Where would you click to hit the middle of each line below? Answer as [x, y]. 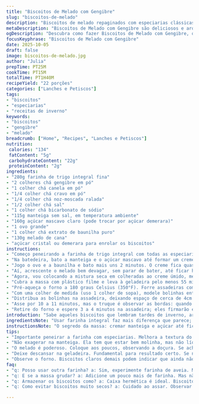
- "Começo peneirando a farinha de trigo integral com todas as [87, 255]
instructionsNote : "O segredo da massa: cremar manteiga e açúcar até [95, 326]
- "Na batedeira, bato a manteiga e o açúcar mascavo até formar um [92, 260]
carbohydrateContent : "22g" [43, 161]
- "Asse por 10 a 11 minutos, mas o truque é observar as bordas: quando [99, 304]
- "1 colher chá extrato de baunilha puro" [61, 232]
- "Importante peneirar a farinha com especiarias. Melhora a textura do [99, 337]
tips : [13, 332]
